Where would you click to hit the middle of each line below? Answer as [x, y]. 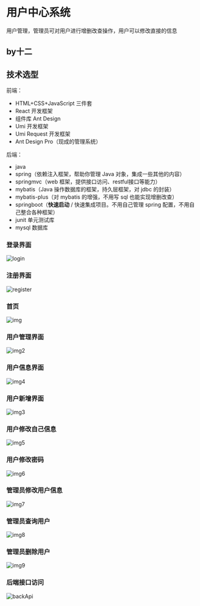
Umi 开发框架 [32, 127]
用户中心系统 [39, 13]
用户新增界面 [25, 398]
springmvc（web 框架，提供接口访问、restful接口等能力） [88, 182]
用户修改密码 [25, 460]
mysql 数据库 [32, 227]
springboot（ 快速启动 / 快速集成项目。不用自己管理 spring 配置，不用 [102, 205]
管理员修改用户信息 [34, 490]
